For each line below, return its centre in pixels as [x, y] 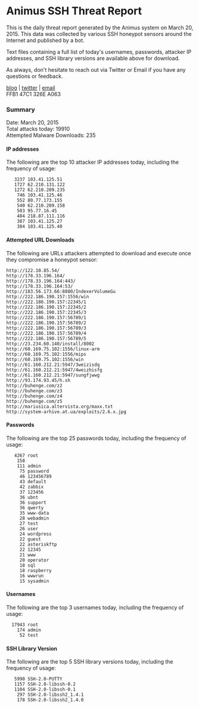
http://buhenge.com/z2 [34, 386]
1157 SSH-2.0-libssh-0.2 [45, 684]
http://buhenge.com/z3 [34, 391]
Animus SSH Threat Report [74, 11]
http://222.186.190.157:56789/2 [46, 323]
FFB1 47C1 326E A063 [34, 94]
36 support [33, 502]
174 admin [29, 630]
